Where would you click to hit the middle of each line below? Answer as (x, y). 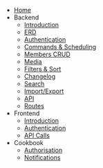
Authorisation (43, 150)
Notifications (42, 158)
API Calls (37, 135)
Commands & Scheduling (60, 47)
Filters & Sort (43, 69)
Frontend (27, 113)
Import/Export (44, 91)
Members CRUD (47, 54)
